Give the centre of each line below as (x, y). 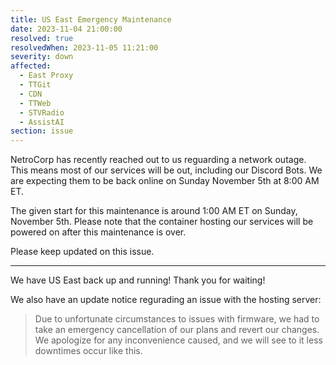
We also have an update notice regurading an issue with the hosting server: (166, 300)
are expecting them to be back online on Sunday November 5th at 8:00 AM (165, 181)
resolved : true (42, 38)
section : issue (42, 131)
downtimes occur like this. (88, 351)
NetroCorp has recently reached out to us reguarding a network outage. (158, 160)
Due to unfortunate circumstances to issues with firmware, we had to (177, 319)
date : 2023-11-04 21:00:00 (66, 29)
